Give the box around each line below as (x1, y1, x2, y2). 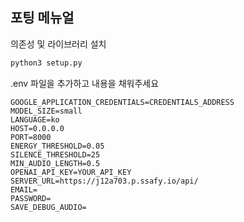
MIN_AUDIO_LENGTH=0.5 (10, 158, 101, 168)
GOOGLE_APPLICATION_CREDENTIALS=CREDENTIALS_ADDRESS (10, 97, 235, 107)
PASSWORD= (10, 193, 52, 203)
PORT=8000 (10, 132, 52, 142)
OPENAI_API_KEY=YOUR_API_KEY (10, 167, 132, 177)
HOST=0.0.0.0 (10, 123, 65, 133)
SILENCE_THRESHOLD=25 (10, 149, 101, 160)
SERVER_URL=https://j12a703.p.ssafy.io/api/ (10, 176, 199, 186)
